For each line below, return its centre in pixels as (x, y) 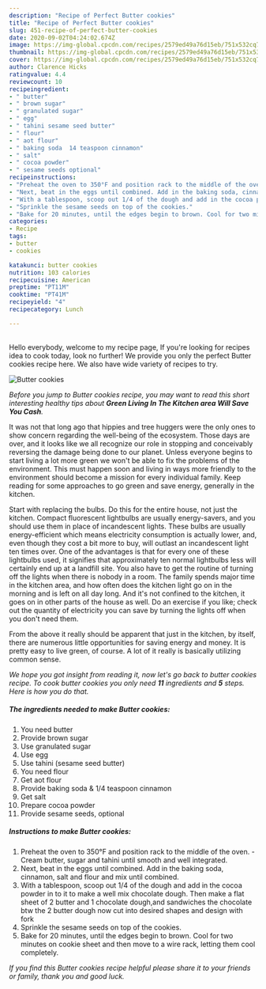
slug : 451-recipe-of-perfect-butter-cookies (83, 30)
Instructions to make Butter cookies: (70, 832)
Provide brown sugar (54, 737)
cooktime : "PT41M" (39, 295)
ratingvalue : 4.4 (37, 74)
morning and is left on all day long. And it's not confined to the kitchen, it (127, 593)
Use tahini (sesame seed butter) (73, 763)
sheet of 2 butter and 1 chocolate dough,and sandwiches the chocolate (136, 902)
